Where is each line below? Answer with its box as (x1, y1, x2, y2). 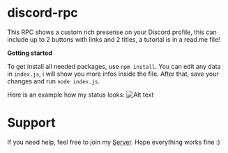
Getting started (7, 49, 52, 57)
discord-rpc (7, 5, 78, 21)
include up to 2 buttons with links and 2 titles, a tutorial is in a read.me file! (7, 35, 221, 43)
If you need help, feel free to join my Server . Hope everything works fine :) (7, 138, 221, 146)
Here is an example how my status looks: (7, 90, 126, 99)
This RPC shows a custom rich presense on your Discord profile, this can (7, 28, 218, 36)
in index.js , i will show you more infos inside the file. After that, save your (7, 70, 220, 78)
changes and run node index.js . (7, 76, 100, 85)
